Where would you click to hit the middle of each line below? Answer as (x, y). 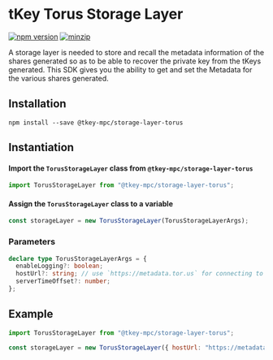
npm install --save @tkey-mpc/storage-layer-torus (96, 123)
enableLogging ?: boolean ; (60, 266)
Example (31, 314)
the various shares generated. (58, 78)
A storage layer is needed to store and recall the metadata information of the (136, 52)
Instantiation (41, 147)
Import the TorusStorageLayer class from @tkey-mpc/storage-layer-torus (131, 168)
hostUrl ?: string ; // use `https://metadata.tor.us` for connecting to (140, 274)
